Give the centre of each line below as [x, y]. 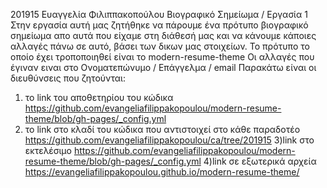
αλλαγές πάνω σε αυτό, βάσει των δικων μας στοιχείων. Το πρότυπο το [160, 46]
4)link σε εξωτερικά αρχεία [260, 161]
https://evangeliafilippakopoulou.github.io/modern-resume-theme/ [162, 172]
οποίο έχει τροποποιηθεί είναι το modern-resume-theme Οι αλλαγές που [162, 57]
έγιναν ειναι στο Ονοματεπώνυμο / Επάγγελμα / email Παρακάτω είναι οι [163, 67]
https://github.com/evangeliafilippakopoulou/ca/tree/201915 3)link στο [169, 140]
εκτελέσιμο [48, 150]
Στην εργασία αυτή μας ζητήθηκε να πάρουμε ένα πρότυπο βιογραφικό [159, 25]
